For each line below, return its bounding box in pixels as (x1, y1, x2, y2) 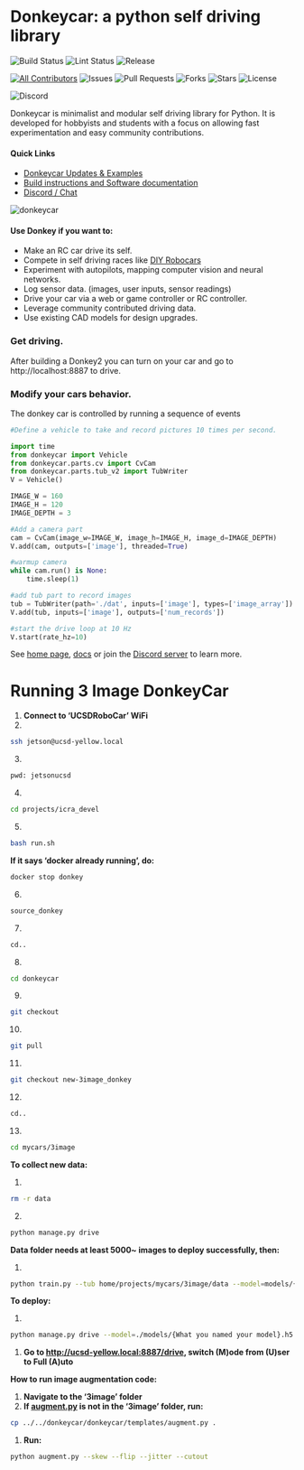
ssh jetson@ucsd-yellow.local (10, 738, 124, 747)
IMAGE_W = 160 (10, 492, 64, 501)
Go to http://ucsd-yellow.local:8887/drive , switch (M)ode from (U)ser (23, 1347, 290, 1358)
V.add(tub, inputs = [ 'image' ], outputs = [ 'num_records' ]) (10, 608, 225, 617)
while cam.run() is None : (10, 566, 107, 575)
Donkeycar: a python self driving (10, 6, 261, 27)
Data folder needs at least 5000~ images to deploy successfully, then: (10, 1244, 281, 1255)
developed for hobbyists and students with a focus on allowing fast (10, 117, 260, 128)
